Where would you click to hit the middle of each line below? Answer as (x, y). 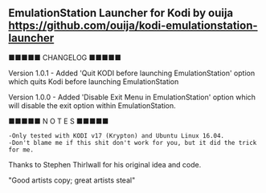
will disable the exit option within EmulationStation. (92, 105)
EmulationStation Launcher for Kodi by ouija (121, 13)
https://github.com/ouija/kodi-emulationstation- (133, 26)
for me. (21, 150)
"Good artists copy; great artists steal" (72, 180)
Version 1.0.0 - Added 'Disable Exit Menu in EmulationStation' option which (132, 97)
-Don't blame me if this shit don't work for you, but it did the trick (133, 143)
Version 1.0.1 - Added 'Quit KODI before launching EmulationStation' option (132, 73)
